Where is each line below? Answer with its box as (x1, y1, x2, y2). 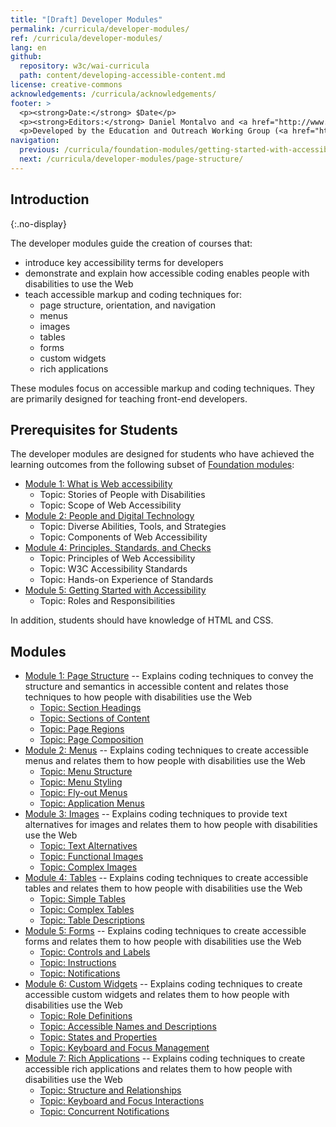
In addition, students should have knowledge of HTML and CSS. (10, 614, 274, 626)
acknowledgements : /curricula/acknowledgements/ (10, 89, 217, 99)
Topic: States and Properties (39, 1031, 158, 1043)
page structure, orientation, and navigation (39, 299, 217, 311)
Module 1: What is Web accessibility (24, 478, 173, 490)
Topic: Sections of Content (39, 712, 150, 725)
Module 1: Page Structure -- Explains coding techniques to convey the (24, 670, 314, 682)
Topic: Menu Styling (39, 776, 123, 788)
